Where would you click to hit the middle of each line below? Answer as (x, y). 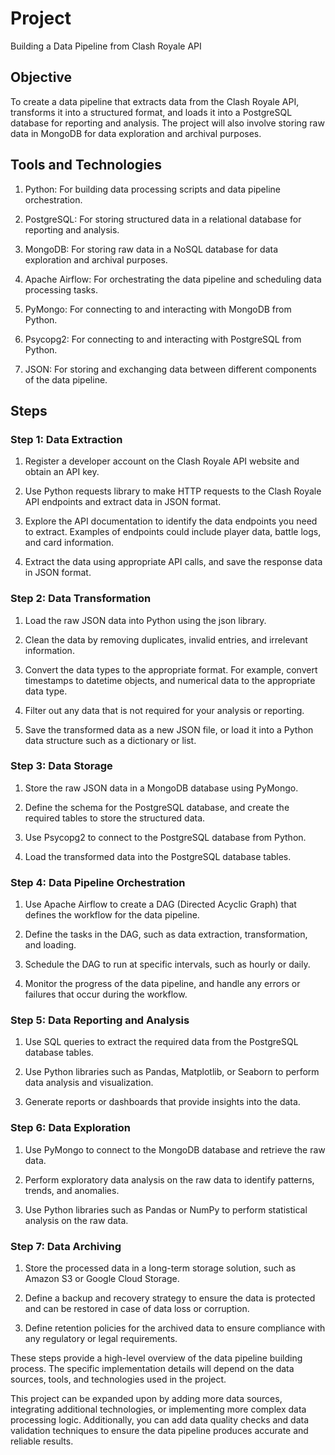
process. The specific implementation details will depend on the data (152, 1369)
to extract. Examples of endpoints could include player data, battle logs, (173, 532)
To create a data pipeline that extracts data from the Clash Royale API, (155, 101)
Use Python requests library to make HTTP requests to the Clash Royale (173, 491)
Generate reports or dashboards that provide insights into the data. (162, 1102)
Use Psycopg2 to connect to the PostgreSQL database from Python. (165, 837)
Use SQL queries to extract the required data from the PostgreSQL (161, 1042)
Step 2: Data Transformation (81, 599)
